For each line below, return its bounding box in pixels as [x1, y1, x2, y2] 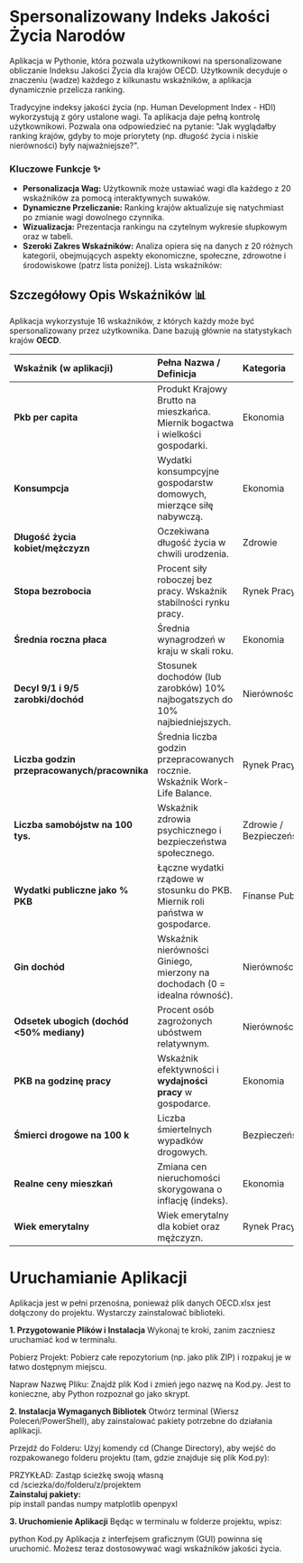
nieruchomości [157, 1172, 221, 1185]
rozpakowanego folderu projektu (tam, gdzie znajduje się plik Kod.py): [9, 1452, 271, 1463]
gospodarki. [157, 440, 208, 452]
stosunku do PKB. [157, 884, 233, 897]
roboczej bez [157, 573, 213, 586]
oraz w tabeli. [22, 231, 74, 242]
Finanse [242, 889, 277, 902]
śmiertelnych [157, 1123, 212, 1136]
